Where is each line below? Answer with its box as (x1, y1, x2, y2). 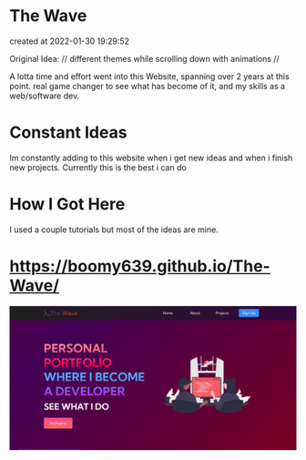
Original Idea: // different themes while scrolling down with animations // (9, 53, 280, 64)
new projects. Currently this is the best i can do (9, 161, 187, 173)
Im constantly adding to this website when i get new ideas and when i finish (9, 152, 293, 163)
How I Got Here (9, 194, 126, 215)
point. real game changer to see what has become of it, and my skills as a (9, 80, 285, 91)
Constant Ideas (9, 122, 127, 143)
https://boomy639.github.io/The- (9, 256, 270, 276)
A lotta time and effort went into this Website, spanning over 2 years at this (9, 70, 290, 82)
